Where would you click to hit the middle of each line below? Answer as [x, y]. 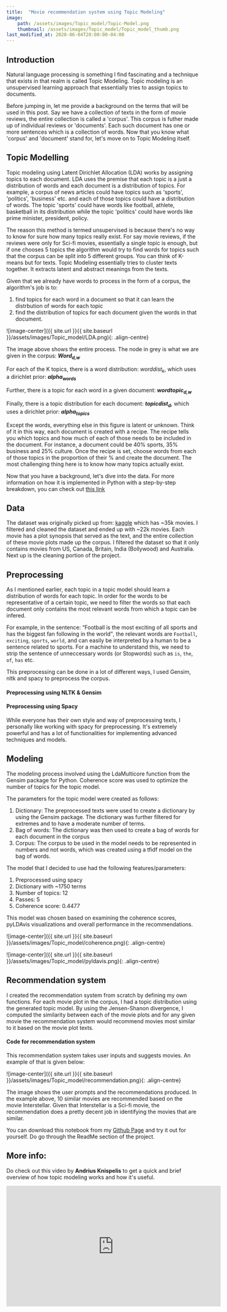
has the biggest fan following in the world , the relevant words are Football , [102, 634]
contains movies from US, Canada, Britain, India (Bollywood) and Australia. [100, 549]
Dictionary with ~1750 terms [51, 886]
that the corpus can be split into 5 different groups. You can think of [92, 256]
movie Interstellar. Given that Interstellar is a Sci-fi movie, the [83, 1105]
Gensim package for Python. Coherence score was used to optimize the [97, 780]
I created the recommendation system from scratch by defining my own [97, 995]
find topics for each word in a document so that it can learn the [95, 299]
